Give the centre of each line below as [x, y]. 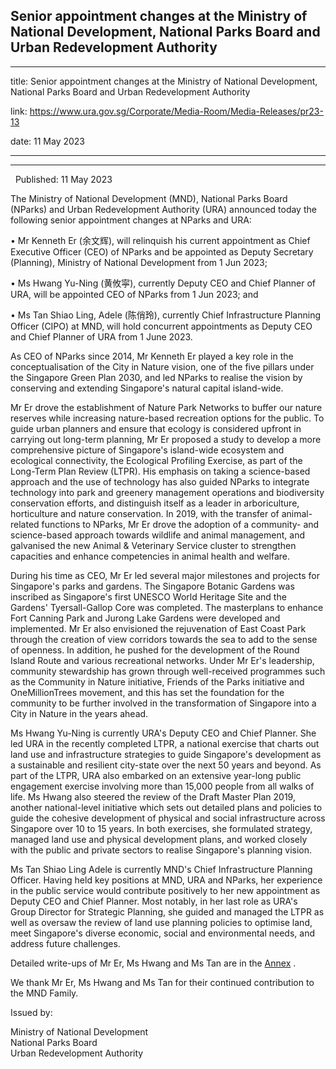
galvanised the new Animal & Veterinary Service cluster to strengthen [153, 545]
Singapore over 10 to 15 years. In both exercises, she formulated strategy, [161, 828]
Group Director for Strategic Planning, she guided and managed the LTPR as [167, 911]
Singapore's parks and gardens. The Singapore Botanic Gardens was [152, 586]
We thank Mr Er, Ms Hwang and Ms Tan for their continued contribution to [162, 982]
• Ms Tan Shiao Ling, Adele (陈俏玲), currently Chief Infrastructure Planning [166, 315]
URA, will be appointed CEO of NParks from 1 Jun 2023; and [134, 294]
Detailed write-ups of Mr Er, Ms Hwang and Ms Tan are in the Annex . [153, 963]
